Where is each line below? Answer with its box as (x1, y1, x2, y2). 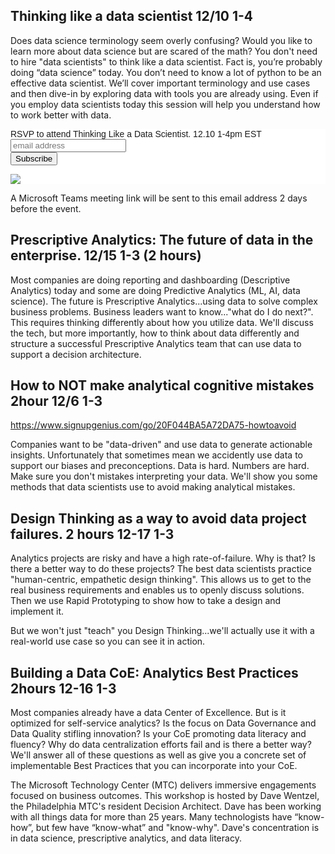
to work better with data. (10, 109, 112, 121)
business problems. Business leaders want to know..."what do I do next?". (10, 305, 314, 318)
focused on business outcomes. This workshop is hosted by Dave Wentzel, (10, 790, 320, 802)
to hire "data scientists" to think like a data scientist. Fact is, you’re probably (10, 55, 323, 68)
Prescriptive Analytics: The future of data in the (10, 232, 314, 249)
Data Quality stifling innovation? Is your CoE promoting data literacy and (10, 728, 307, 740)
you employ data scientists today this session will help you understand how (10, 98, 321, 110)
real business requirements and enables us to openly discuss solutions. (10, 584, 305, 596)
